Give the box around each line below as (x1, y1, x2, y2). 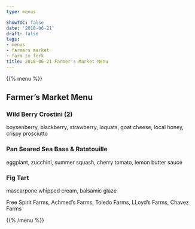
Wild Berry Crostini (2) (6, 110, 73, 118)
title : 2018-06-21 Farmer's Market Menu (6, 58, 109, 65)
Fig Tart (6, 173, 29, 182)
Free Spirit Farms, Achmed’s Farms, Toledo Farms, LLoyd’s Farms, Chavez (6, 199, 190, 206)
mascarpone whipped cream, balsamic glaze (6, 187, 117, 194)
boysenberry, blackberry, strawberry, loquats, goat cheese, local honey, (6, 124, 184, 131)
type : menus (6, 8, 36, 15)
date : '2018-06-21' (6, 25, 55, 31)
